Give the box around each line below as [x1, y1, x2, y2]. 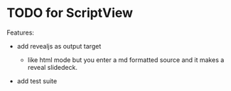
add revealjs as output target [16, 42, 102, 50]
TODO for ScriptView [6, 5, 133, 21]
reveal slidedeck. [27, 63, 77, 71]
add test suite [16, 76, 58, 85]
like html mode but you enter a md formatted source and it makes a [27, 55, 225, 64]
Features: [6, 28, 35, 37]
